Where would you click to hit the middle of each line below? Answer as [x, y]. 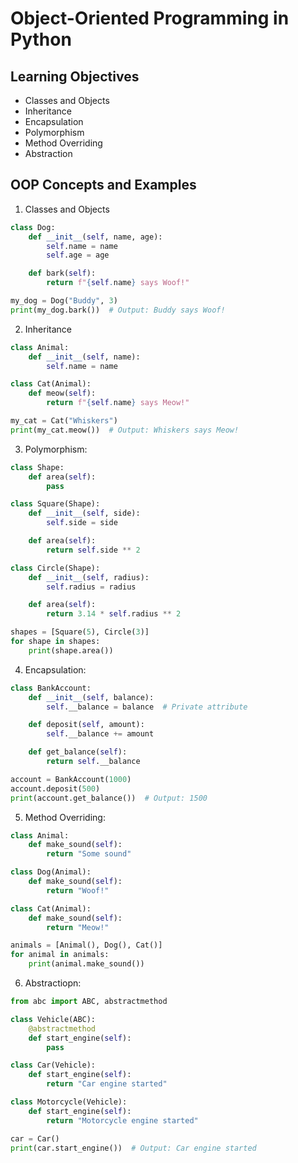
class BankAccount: [51, 688]
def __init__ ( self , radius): [89, 577]
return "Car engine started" [107, 1084]
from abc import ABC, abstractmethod [89, 1002]
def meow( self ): [62, 393]
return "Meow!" [78, 927]
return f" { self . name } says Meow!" [118, 403]
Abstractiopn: [53, 983]
